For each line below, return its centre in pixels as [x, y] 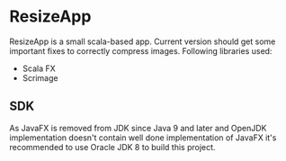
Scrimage [40, 77]
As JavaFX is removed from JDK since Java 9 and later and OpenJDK [138, 128]
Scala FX [39, 68]
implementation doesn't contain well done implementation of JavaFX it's [143, 138]
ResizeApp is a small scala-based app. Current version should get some [143, 41]
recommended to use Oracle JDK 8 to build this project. [112, 147]
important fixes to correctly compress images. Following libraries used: [141, 50]
